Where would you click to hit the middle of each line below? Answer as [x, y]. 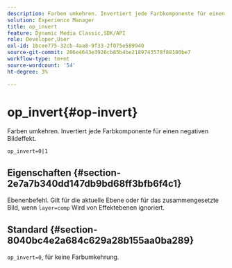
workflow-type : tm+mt [39, 59]
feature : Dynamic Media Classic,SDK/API [67, 33]
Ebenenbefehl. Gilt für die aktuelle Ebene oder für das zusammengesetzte [113, 200]
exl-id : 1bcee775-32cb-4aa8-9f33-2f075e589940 [76, 46]
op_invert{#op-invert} [73, 112]
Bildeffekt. [22, 139]
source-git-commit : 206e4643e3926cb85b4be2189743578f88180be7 [99, 53]
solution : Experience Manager [51, 20]
